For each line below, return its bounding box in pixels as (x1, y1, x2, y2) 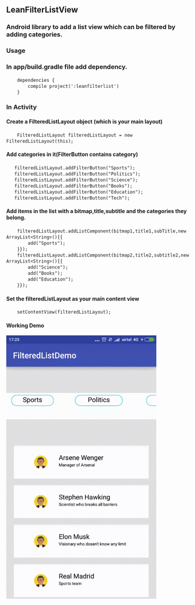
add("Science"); (28, 264, 68, 270)
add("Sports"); (28, 240, 66, 246)
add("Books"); (28, 270, 63, 276)
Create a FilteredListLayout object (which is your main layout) (6, 118, 163, 125)
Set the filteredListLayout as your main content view (6, 295, 140, 302)
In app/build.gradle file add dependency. (6, 63, 128, 71)
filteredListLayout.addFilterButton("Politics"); (14, 171, 141, 177)
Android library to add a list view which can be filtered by (6, 23, 176, 31)
